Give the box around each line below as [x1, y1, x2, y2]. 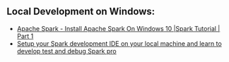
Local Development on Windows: [6, 6, 155, 18]
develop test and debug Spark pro [16, 46, 117, 55]
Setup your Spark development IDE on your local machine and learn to [16, 39, 222, 48]
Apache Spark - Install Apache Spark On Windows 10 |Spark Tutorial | [16, 24, 221, 32]
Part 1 [16, 32, 34, 40]
